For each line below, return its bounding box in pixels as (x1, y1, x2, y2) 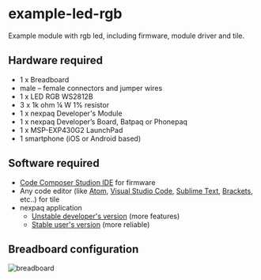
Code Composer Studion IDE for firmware (19, 177, 156, 187)
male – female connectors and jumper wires (19, 83, 163, 93)
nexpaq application (19, 202, 83, 212)
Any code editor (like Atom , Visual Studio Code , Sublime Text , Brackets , (19, 186, 253, 195)
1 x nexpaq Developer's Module (19, 108, 123, 118)
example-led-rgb (8, 5, 123, 23)
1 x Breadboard (19, 74, 70, 84)
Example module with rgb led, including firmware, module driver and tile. (8, 31, 245, 40)
